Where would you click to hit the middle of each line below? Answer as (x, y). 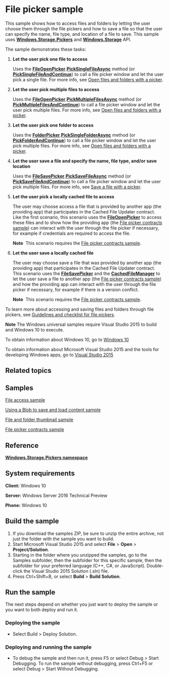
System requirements (40, 473)
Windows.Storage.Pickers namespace (47, 457)
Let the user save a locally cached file (53, 253)
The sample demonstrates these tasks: (46, 49)
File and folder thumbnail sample (39, 420)
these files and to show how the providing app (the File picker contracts (87, 222)
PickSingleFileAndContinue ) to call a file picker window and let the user (88, 74)
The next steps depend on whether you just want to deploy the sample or (82, 604)
